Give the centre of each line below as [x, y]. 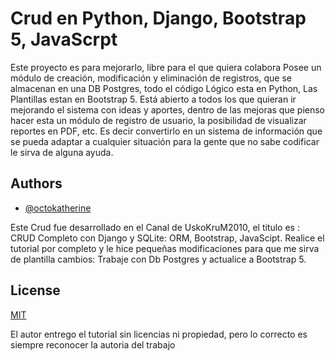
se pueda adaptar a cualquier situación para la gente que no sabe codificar [165, 141]
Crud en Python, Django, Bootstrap [158, 18]
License [35, 290]
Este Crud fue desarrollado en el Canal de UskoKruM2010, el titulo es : [155, 227]
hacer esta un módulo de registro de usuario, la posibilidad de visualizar [158, 120]
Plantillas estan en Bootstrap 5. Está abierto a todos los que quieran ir [153, 99]
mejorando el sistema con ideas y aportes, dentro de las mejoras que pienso [167, 109]
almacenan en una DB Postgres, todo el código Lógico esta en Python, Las [164, 88]
